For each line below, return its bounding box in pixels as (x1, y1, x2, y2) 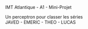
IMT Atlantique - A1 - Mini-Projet (5, 4, 72, 10)
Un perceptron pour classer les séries (5, 14, 83, 19)
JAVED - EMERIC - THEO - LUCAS (5, 19, 76, 25)
